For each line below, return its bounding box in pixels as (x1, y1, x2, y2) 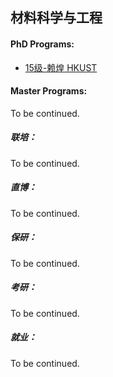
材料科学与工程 (10, 9, 103, 27)
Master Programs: (10, 85, 88, 97)
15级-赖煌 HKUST (24, 61, 98, 73)
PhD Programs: (10, 38, 75, 50)
